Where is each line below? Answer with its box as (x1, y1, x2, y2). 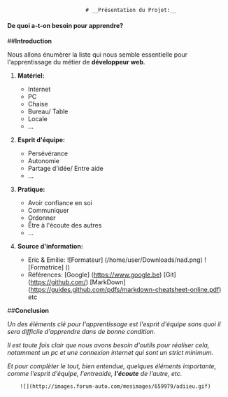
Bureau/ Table (27, 107, 69, 116)
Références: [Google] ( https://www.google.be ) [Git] (27, 270, 176, 279)
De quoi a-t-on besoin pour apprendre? (7, 21, 124, 29)
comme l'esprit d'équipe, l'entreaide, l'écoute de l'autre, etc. (7, 370, 183, 378)
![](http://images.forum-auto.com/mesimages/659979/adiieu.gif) (20, 383, 211, 390)
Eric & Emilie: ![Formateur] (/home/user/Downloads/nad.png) (27, 256, 203, 264)
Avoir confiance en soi (27, 199, 92, 207)
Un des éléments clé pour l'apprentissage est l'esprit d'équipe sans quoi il (7, 320, 221, 328)
